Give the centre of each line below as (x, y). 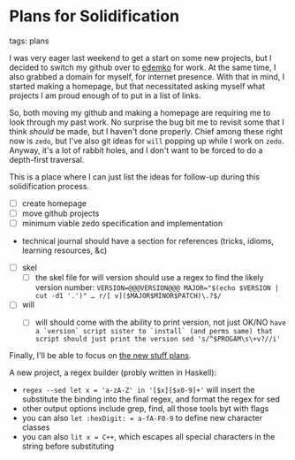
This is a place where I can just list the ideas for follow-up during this (135, 176)
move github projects (61, 213)
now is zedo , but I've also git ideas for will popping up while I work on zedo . (147, 141)
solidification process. (49, 186)
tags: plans (29, 41)
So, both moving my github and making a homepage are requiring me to (140, 112)
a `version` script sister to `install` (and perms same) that (154, 332)
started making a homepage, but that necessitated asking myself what (137, 86)
